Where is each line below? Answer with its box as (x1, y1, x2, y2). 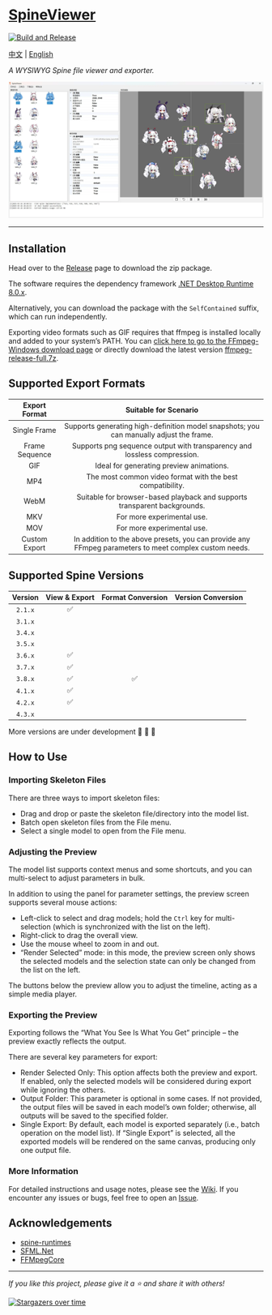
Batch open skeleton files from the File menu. (19, 817, 172, 827)
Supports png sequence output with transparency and (71, 440, 253, 451)
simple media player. (8, 989, 78, 999)
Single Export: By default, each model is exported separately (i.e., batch (19, 1120, 261, 1129)
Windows (8, 345, 40, 354)
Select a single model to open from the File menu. (19, 825, 186, 836)
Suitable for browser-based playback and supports (76, 492, 248, 502)
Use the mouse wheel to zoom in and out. (19, 939, 159, 949)
